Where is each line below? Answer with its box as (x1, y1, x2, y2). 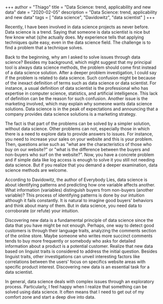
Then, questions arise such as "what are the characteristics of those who (5, 142, 152, 147)
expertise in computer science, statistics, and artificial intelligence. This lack (5, 90, 158, 96)
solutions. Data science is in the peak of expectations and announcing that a (5, 106, 158, 112)
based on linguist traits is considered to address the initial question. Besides (5, 248, 158, 254)
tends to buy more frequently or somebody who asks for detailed (5, 238, 136, 243)
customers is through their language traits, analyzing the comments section (5, 228, 157, 233)
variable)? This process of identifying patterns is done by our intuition (5, 192, 145, 198)
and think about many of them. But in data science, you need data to (5, 203, 142, 208)
